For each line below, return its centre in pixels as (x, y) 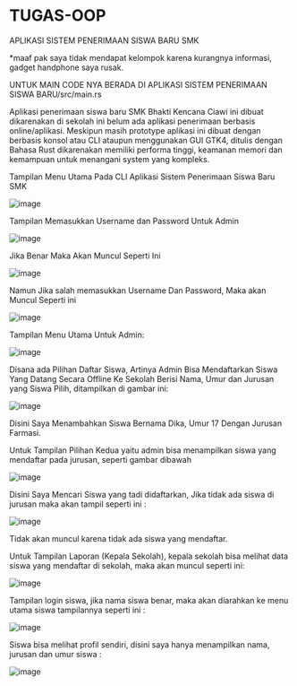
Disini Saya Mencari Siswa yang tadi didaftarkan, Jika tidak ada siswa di (142, 494)
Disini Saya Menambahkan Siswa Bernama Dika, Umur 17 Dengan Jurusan (146, 423)
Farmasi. (25, 432)
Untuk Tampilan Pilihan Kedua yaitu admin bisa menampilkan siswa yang (143, 450)
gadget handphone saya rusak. (67, 67)
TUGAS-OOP (58, 16)
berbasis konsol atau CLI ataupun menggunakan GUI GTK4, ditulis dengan (146, 140)
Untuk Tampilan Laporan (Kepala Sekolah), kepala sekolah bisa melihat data (149, 556)
